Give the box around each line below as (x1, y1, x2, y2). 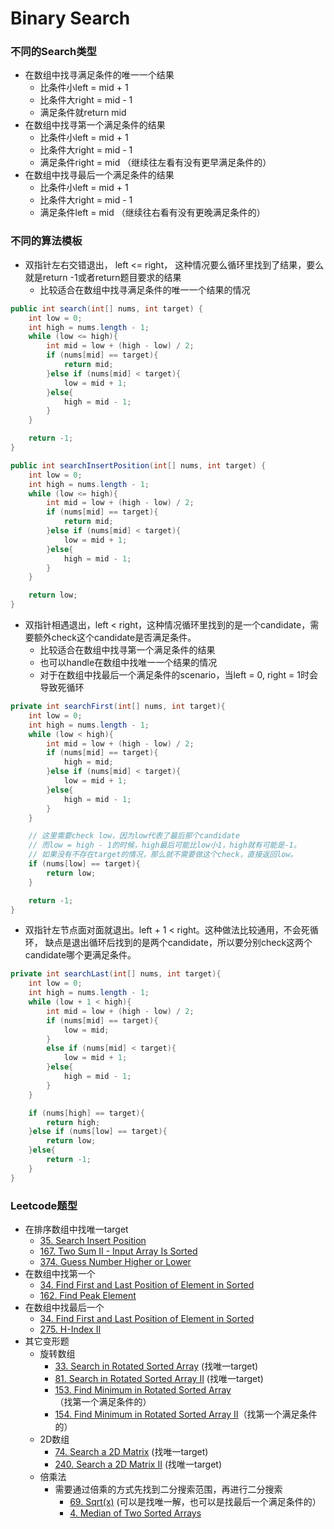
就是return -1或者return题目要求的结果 (24, 271, 182, 283)
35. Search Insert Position (39, 1234, 147, 1246)
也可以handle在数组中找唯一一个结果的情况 (39, 657, 218, 669)
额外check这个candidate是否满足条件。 (33, 632, 197, 644)
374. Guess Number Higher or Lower (39, 1255, 192, 1267)
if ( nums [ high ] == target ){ (28, 1108, 145, 1118)
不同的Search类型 (10, 45, 97, 59)
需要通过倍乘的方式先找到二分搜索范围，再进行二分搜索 (54, 1483, 283, 1495)
